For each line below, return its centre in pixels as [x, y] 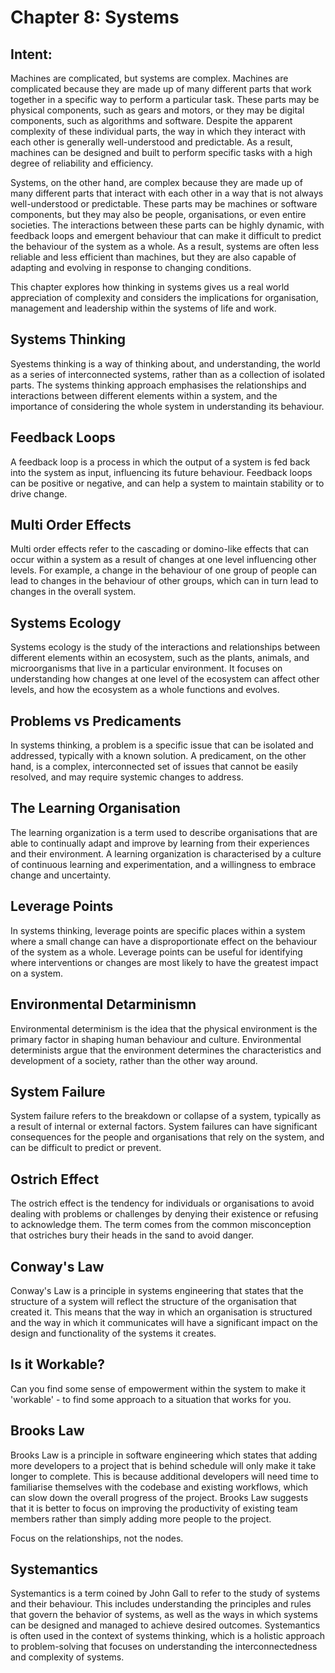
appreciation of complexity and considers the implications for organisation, [164, 297]
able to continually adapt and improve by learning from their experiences [160, 843]
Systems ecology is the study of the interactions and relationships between [165, 647]
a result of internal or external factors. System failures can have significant [164, 1127]
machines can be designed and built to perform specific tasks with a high [161, 152]
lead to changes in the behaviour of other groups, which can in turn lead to [164, 581]
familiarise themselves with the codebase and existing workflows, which [159, 1487]
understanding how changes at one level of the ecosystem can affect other [165, 679]
